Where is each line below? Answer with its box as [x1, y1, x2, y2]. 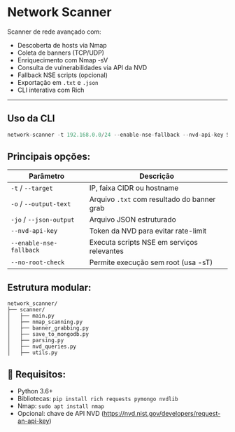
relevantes [89, 246, 124, 256]
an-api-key [17, 417, 50, 425]
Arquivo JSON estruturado [89, 215, 176, 224]
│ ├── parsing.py [7, 337, 64, 344]
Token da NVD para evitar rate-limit [89, 226, 207, 236]
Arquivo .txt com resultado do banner [89, 194, 216, 204]
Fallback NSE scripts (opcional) [17, 71, 108, 79]
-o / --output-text [10, 199, 71, 209]
